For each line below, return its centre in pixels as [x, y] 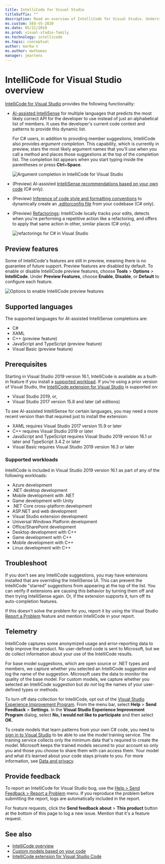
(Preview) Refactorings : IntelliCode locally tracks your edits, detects [81, 213]
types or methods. [40, 689]
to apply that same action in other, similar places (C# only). [72, 224]
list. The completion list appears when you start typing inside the [78, 160]
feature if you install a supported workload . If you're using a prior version [83, 382]
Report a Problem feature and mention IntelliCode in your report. [70, 616]
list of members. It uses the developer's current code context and [79, 124]
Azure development [32, 485]
